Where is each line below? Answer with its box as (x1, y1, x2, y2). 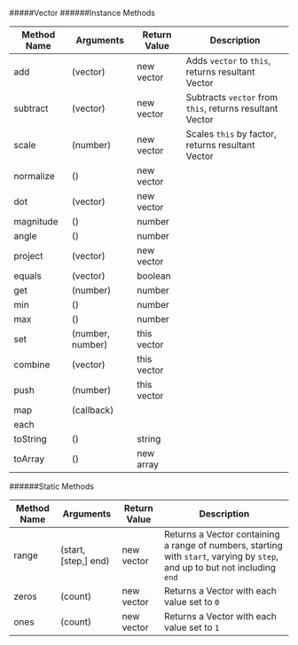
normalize (13, 170, 55, 182)
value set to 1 (163, 621, 220, 633)
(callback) (71, 404, 114, 416)
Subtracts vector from (185, 91, 278, 103)
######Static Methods (9, 481, 95, 492)
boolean (137, 270, 171, 282)
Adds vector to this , (185, 55, 271, 67)
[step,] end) (60, 555, 110, 567)
